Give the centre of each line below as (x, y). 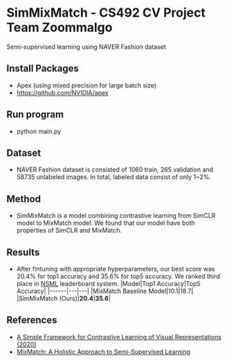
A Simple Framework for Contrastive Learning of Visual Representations (119, 337)
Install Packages (43, 68)
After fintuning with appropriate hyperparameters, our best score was (116, 269)
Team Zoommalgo (59, 27)
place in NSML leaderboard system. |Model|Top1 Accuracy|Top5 (109, 284)
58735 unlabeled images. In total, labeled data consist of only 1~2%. (114, 177)
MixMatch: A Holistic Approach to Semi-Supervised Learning (103, 351)
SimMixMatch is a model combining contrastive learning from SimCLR (116, 216)
